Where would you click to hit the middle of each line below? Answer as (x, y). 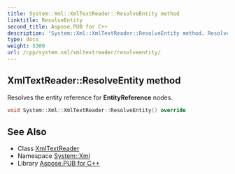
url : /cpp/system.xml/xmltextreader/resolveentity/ (84, 53)
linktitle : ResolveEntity (45, 20)
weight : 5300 (26, 46)
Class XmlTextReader (48, 149)
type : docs (23, 40)
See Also (27, 132)
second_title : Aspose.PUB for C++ (58, 26)
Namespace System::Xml (54, 156)
